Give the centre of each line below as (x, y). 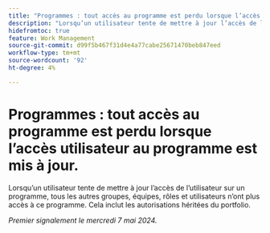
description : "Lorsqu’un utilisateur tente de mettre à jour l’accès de (133, 23)
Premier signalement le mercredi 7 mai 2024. (83, 220)
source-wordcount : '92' (48, 61)
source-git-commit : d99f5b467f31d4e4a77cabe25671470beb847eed (115, 46)
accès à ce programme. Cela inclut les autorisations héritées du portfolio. (130, 204)
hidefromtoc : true (39, 30)
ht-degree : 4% (32, 68)
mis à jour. (43, 165)
